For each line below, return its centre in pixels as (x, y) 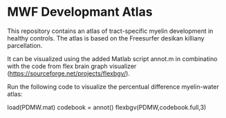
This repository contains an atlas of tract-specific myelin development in (110, 31)
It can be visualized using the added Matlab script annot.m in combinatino (112, 58)
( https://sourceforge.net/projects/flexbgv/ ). (68, 73)
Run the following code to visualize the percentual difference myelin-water (113, 86)
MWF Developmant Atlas (80, 12)
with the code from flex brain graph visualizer (72, 66)
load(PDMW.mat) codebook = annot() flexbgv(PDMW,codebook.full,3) (107, 107)
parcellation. (25, 45)
